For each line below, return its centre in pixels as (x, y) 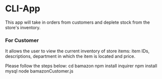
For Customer (22, 40)
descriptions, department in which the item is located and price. (70, 56)
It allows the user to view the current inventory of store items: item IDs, (77, 51)
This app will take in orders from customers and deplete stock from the (78, 22)
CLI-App (23, 9)
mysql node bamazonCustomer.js (39, 71)
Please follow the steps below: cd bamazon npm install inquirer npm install (81, 66)
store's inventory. (23, 27)
